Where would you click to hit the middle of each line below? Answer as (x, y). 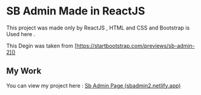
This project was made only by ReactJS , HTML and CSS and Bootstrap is (98, 28)
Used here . (21, 34)
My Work (24, 71)
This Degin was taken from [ (41, 46)
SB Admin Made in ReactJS (76, 11)
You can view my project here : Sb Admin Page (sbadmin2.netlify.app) (94, 85)
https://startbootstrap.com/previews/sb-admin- (136, 46)
